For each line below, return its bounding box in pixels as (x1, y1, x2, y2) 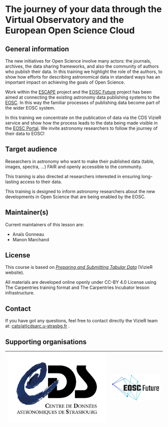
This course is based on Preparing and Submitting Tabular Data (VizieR (5, 264, 153, 270)
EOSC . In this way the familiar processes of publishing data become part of (5, 100, 160, 106)
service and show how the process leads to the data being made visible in (5, 120, 158, 126)
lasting (5, 179, 19, 185)
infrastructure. (5, 290, 35, 296)
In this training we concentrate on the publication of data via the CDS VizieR (5, 115, 161, 121)
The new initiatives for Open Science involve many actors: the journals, (5, 58, 151, 64)
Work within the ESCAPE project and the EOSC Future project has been (5, 89, 151, 95)
